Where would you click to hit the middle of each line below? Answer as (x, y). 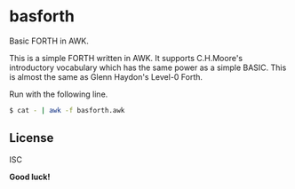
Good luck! (30, 177)
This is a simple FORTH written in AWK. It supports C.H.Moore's (126, 58)
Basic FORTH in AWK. (49, 41)
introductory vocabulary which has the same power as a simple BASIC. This (148, 67)
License (32, 138)
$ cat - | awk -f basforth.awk (67, 110)
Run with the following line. (59, 94)
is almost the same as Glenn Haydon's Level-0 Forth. (106, 76)
